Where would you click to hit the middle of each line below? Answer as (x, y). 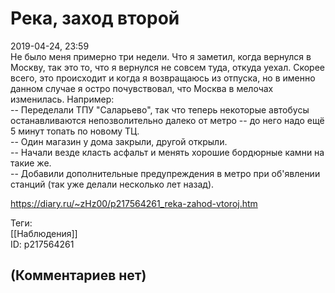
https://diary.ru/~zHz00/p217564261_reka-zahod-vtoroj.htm (134, 203)
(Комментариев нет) (78, 275)
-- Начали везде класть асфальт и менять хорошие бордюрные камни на (167, 152)
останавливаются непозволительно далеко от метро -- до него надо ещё (167, 120)
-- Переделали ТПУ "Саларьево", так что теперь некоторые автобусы (160, 109)
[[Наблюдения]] (44, 233)
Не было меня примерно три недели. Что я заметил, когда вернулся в (161, 56)
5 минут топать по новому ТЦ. (75, 131)
